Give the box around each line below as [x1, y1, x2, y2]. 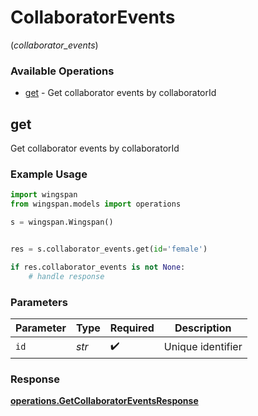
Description [174, 321, 232, 335]
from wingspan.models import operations [10, 199, 182, 210]
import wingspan [10, 190, 78, 200]
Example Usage [10, 167, 88, 181]
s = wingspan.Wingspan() [10, 217, 114, 228]
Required [109, 321, 155, 335]
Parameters [10, 295, 68, 309]
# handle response [28, 271, 105, 281]
